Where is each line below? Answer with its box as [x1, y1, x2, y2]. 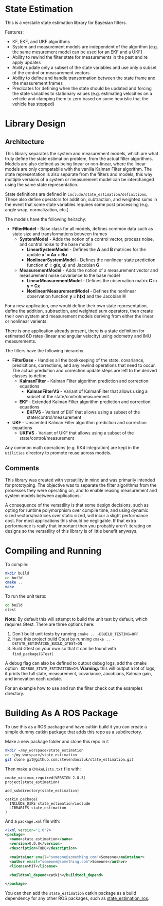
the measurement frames [12, 80, 63, 86]
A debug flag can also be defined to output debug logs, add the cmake [5, 660, 147, 666]
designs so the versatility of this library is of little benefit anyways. [5, 528, 138, 534]
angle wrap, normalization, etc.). [5, 206, 70, 212]
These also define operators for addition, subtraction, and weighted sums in [5, 196, 157, 202]
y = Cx [26, 283, 40, 289]
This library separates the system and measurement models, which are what [5, 150, 159, 156]
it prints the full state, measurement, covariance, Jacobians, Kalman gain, [5, 670, 152, 676]
